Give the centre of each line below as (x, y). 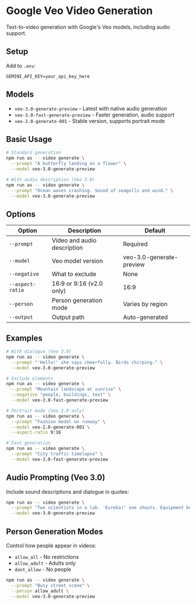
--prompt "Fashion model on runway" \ (59, 422)
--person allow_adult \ (40, 591)
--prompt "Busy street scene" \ (51, 585)
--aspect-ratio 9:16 (36, 432)
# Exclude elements (30, 379)
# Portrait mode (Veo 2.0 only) (45, 411)
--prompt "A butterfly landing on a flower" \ (69, 164)
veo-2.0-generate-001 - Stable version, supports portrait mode (90, 121)
